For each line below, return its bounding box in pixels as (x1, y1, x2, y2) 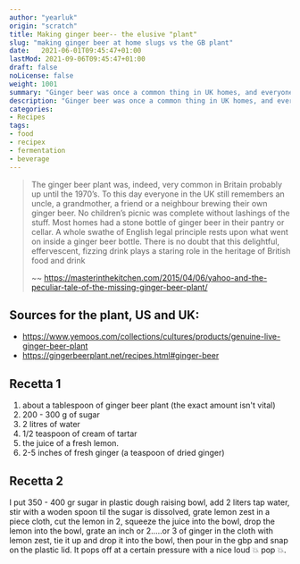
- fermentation (9, 146, 66, 155)
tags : (9, 122, 29, 130)
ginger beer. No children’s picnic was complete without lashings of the (30, 207, 290, 218)
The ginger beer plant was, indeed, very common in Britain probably (30, 179, 283, 189)
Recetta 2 (9, 473, 64, 488)
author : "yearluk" (9, 13, 78, 22)
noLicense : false (9, 72, 74, 80)
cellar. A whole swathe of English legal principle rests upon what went (30, 226, 288, 237)
